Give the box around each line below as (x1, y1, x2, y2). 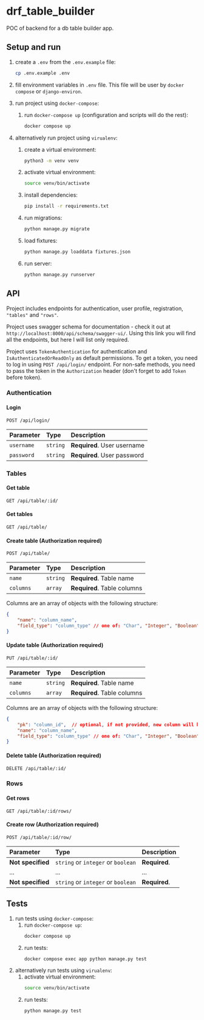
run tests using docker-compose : (15, 915, 94, 922)
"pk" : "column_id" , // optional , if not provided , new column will (17, 721, 194, 728)
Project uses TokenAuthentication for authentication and (6, 347, 148, 355)
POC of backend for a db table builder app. (6, 24, 114, 32)
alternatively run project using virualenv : (15, 134, 118, 141)
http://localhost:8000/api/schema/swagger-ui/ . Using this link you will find (6, 329, 196, 336)
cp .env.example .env (15, 70, 70, 76)
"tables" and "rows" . (6, 311, 59, 318)
